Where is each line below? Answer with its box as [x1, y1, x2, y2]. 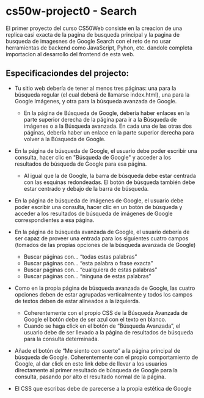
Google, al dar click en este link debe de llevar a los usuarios [14, 359, 167, 367]
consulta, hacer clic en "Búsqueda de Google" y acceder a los [14, 153, 172, 161]
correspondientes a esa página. [14, 216, 95, 224]
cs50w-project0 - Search [5, 4, 137, 18]
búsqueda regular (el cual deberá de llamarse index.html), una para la [14, 90, 190, 98]
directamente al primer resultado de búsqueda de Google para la [14, 366, 178, 374]
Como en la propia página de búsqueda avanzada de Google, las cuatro [14, 284, 195, 292]
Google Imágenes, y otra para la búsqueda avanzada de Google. [14, 97, 177, 105]
